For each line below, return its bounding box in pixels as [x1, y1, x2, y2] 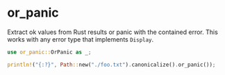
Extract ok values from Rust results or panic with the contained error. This [7, 28, 219, 36]
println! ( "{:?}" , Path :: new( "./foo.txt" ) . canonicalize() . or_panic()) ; [7, 61, 216, 68]
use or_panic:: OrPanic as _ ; [7, 49, 92, 56]
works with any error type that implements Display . [7, 35, 154, 43]
